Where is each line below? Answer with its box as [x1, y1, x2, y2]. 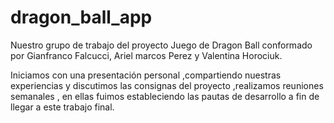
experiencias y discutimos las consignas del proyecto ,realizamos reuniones [10, 79, 324, 91]
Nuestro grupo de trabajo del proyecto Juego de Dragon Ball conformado [10, 39, 313, 51]
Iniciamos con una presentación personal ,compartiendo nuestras [10, 69, 282, 81]
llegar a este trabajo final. [10, 101, 115, 113]
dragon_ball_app [10, 6, 153, 29]
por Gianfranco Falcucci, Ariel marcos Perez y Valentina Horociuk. [10, 49, 283, 61]
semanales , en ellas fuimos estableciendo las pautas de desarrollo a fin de [10, 90, 320, 102]
